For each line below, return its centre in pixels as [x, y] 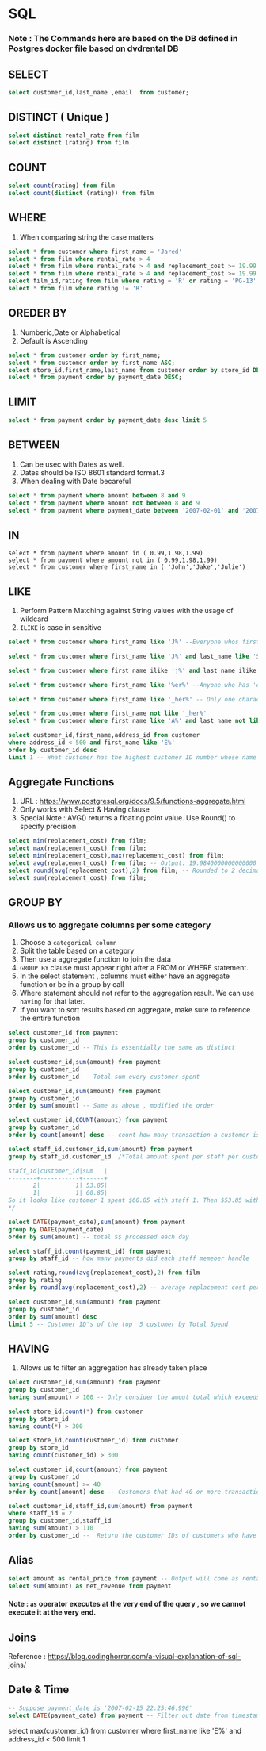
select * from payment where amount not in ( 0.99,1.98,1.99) [113, 560]
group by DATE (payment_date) [56, 1229]
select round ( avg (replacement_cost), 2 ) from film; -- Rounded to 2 [122, 870]
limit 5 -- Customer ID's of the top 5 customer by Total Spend [118, 1324]
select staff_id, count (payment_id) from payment [90, 1251]
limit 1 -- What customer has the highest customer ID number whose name [133, 757]
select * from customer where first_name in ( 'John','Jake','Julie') [127, 567]
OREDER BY [38, 313]
